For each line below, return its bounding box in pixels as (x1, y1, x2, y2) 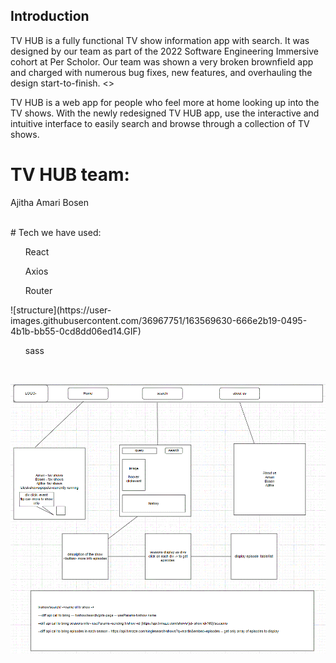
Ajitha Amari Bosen (10, 196, 89, 208)
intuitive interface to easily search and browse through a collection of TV (10, 117, 310, 129)
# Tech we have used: (10, 226, 102, 238)
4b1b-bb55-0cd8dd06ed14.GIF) (10, 325, 142, 337)
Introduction (10, 8, 90, 25)
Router (24, 284, 53, 296)
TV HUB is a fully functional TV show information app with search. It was (10, 34, 310, 46)
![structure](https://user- (10, 304, 112, 316)
